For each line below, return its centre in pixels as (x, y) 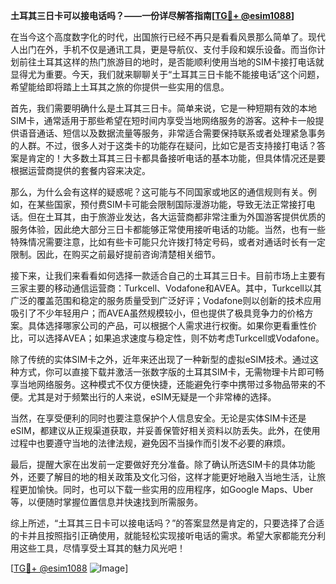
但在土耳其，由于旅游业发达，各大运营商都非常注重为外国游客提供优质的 (176, 217)
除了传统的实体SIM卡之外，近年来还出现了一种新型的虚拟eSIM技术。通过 (160, 359)
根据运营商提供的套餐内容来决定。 (80, 170)
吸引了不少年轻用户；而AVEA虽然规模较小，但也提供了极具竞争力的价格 (157, 313)
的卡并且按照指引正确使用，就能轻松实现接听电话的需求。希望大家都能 (155, 535)
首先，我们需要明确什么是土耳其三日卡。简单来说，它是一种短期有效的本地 (163, 108)
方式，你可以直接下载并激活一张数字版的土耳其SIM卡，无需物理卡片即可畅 (171, 372)
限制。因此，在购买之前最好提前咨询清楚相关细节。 (115, 254)
